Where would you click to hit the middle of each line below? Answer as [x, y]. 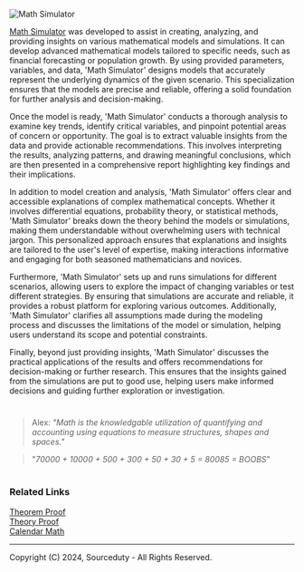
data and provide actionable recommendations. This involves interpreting [146, 145]
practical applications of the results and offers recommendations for [137, 362]
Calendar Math [37, 531]
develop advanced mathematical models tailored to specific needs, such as [150, 51]
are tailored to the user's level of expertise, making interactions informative [149, 250]
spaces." [48, 442]
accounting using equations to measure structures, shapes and [150, 432]
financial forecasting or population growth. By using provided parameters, [147, 60]
